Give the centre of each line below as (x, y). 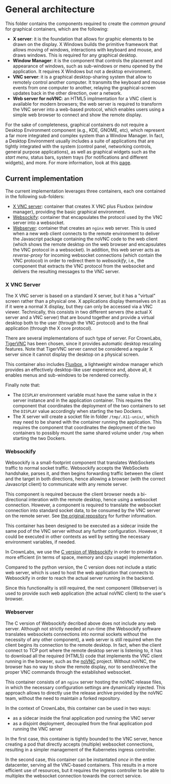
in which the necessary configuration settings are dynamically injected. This (85, 687)
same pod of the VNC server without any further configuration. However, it (84, 531)
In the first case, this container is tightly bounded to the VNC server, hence (84, 739)
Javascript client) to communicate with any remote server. (66, 484)
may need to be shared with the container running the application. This (87, 422)
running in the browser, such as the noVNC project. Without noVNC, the (81, 661)
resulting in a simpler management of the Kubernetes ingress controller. (81, 749)
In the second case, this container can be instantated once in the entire (80, 759)
